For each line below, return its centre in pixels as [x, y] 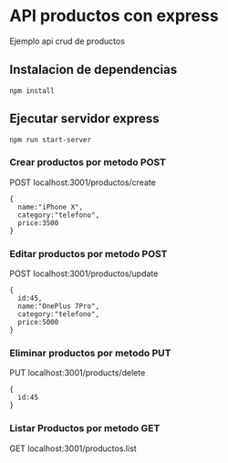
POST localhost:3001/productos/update [84, 273]
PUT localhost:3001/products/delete [78, 373]
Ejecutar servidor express [84, 119]
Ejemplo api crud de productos [67, 41]
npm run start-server [51, 139]
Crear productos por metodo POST [88, 162]
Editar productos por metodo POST [88, 253]
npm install [32, 91]
